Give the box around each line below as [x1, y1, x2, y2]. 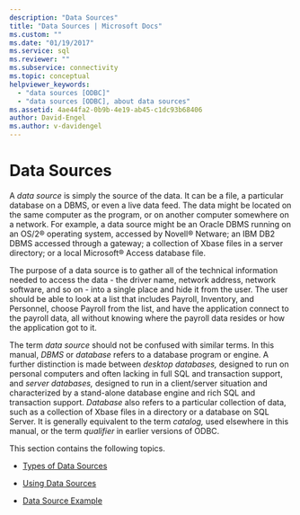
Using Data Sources [22, 477, 97, 488]
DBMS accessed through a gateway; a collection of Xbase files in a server [9, 237, 284, 248]
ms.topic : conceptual [9, 72, 91, 81]
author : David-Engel [9, 113, 87, 122]
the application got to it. [9, 322, 97, 333]
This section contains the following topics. [9, 442, 166, 454]
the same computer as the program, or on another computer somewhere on [9, 209, 289, 220]
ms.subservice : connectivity [9, 64, 119, 73]
